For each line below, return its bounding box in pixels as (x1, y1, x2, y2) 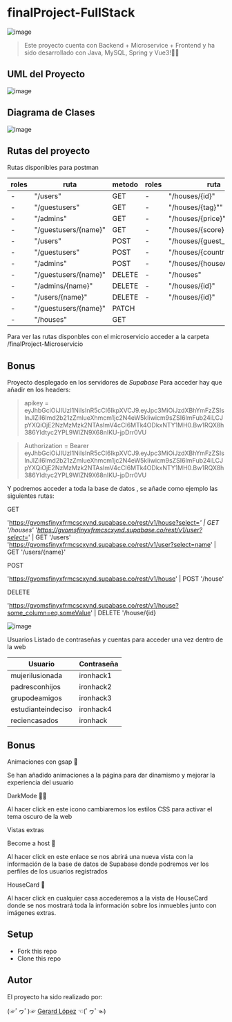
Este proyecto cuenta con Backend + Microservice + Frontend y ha (23, 41, 215, 49)
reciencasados (10, 716, 59, 726)
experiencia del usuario (7, 778, 74, 787)
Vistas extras (7, 826, 45, 833)
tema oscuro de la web (7, 813, 72, 820)
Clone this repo (17, 954, 61, 963)
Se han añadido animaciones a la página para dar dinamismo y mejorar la (7, 771, 215, 779)
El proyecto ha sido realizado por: (7, 992, 103, 1001)
